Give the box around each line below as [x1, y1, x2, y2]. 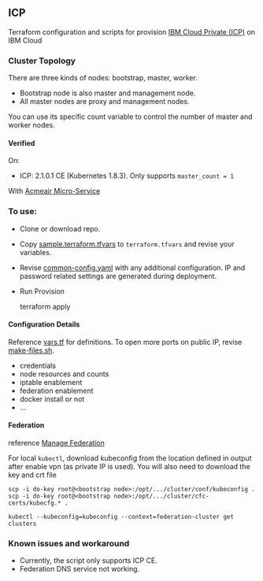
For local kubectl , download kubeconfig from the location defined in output [8, 453, 252, 463]
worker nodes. [8, 120, 55, 130]
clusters [8, 520, 37, 528]
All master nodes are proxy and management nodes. [19, 97, 191, 106]
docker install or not [19, 394, 85, 404]
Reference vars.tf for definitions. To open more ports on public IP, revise [8, 337, 243, 346]
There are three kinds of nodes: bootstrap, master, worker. [8, 73, 198, 83]
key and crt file [8, 470, 57, 479]
